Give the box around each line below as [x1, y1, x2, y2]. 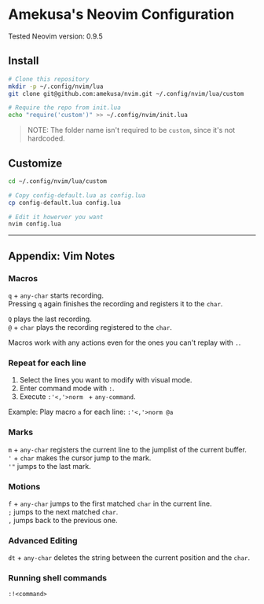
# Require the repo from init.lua [8, 104, 122, 112]
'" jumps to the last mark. [8, 461, 92, 470]
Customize [8, 156, 63, 170]
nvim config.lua [8, 220, 61, 229]
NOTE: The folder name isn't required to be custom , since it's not [27, 126, 236, 135]
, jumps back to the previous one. [8, 515, 118, 525]
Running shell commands [8, 573, 108, 584]
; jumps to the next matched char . [8, 507, 119, 516]
